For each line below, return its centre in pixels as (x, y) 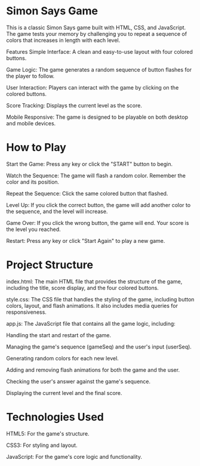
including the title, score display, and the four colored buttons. (83, 288)
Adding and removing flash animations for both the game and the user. (93, 370)
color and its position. (33, 182)
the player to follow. (30, 76)
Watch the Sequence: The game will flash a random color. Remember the (96, 175)
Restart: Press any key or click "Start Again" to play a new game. (86, 240)
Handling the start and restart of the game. (59, 335)
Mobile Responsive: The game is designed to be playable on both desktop (97, 117)
